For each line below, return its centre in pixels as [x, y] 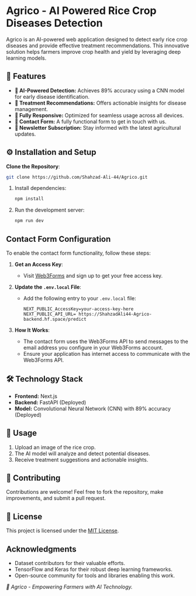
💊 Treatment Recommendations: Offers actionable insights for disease [100, 103]
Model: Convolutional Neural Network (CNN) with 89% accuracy [92, 408]
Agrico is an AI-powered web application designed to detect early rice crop [97, 39]
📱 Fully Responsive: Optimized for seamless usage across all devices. [99, 115]
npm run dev [29, 221]
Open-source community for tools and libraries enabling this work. [95, 576]
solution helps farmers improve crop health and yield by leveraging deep [94, 51]
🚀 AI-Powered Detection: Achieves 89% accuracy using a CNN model [99, 90]
